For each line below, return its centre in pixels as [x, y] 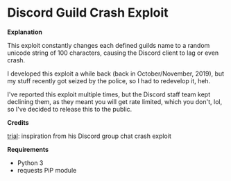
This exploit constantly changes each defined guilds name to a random [109, 45]
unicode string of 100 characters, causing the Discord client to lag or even [113, 53]
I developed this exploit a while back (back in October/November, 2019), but [115, 74]
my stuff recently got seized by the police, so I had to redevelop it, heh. [109, 80]
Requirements [28, 149]
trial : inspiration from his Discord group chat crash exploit [89, 136]
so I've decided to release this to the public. [70, 109]
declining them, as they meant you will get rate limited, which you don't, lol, [115, 101]
